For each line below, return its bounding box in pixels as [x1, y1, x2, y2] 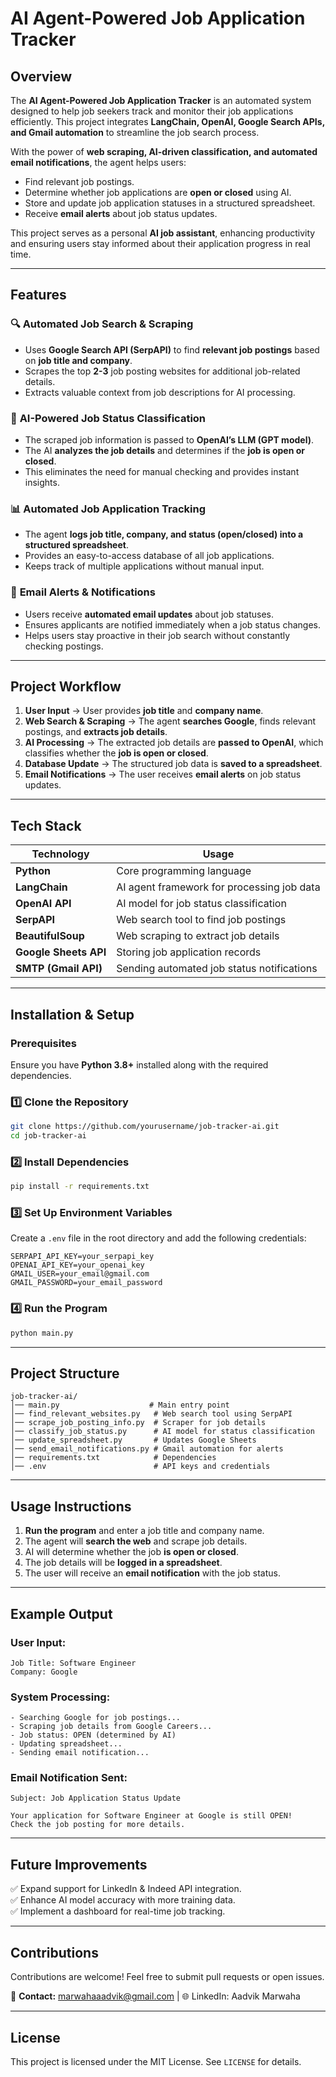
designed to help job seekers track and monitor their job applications [10, 105, 294, 117]
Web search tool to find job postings [116, 913, 287, 927]
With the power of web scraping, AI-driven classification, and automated [10, 146, 318, 157]
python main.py [10, 1328, 74, 1338]
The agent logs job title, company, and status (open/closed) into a [24, 528, 304, 541]
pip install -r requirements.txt [10, 1182, 150, 1192]
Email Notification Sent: [10, 1771, 128, 1785]
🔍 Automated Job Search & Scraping [10, 317, 194, 331]
